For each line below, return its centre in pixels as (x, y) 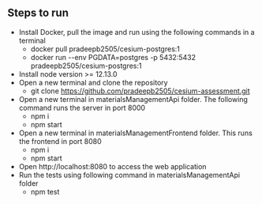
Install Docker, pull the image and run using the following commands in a (137, 32)
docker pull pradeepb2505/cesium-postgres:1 (105, 49)
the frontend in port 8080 (60, 141)
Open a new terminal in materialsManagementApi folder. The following (133, 99)
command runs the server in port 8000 (82, 108)
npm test (45, 191)
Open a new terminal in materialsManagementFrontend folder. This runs (136, 133)
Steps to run (38, 13)
